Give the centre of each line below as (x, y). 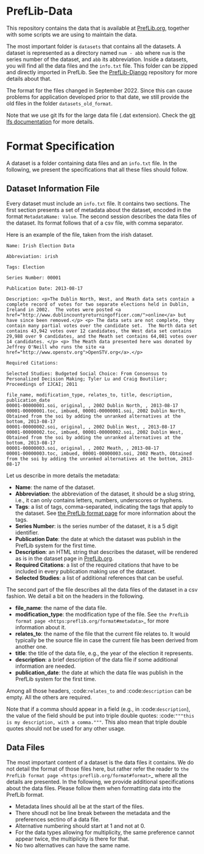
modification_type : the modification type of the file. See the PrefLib (102, 614)
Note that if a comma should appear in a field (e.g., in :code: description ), (98, 709)
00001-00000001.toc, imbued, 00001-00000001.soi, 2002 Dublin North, (97, 411)
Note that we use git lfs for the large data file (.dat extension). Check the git (101, 115)
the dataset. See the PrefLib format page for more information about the (105, 513)
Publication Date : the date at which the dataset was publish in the (98, 539)
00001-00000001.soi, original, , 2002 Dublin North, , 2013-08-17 (92, 405)
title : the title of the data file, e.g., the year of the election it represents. (104, 653)
